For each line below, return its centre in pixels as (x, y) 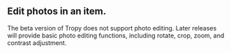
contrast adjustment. (37, 43)
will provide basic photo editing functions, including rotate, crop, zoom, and (116, 35)
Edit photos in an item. (57, 11)
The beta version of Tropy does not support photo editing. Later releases (112, 28)
